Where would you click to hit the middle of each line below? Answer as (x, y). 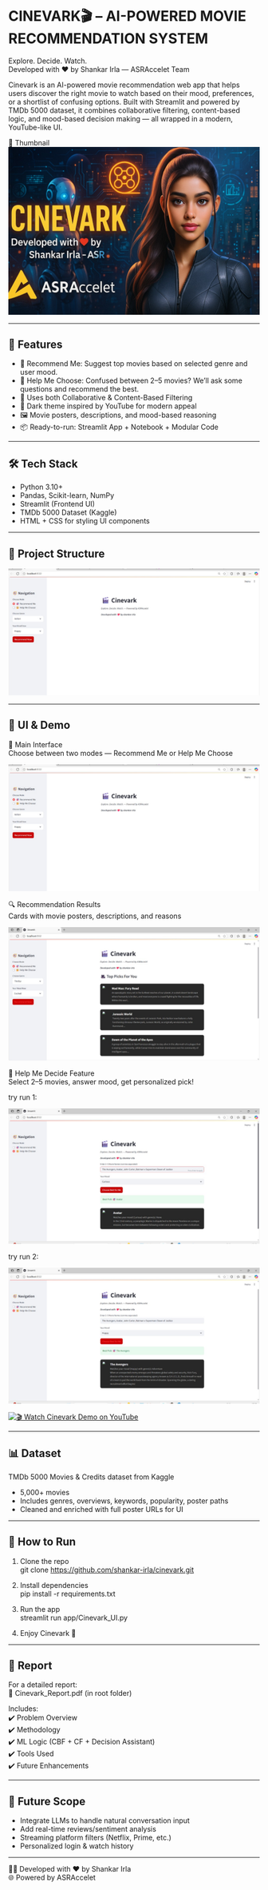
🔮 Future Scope (47, 1801)
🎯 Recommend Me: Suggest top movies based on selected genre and (134, 364)
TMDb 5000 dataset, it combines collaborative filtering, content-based (124, 110)
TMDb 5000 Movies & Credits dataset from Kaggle (91, 1477)
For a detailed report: (43, 1685)
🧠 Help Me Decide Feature (51, 1073)
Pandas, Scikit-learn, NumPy (67, 495)
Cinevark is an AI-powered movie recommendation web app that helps (124, 85)
